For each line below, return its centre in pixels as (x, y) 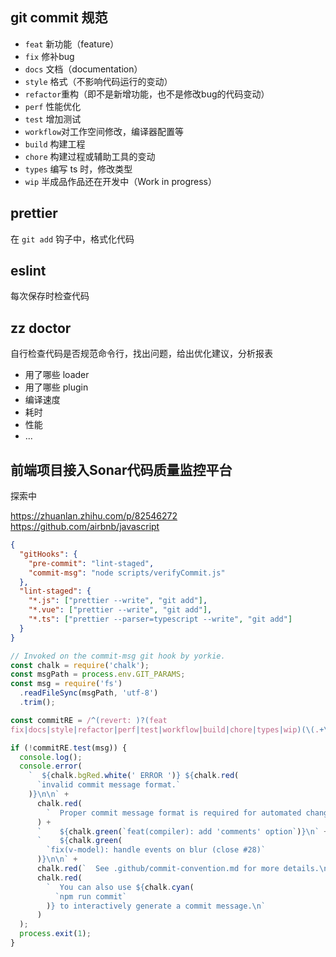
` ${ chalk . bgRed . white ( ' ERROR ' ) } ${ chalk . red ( (134, 776)
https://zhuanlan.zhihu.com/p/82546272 (94, 516)
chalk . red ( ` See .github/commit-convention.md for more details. (178, 869)
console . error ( (51, 766)
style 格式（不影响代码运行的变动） (98, 81)
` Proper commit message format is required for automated (174, 813)
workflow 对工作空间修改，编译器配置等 (104, 131)
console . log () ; (51, 757)
